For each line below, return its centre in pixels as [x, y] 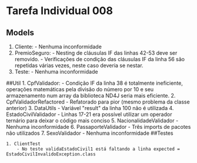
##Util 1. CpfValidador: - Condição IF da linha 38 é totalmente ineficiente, [95, 83]
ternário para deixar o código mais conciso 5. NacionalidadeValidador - [92, 121]
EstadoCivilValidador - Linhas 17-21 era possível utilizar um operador [89, 114]
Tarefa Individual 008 [60, 11]
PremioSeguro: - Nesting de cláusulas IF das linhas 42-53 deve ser [96, 53]
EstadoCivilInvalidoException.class [51, 154]
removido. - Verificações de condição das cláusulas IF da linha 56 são [100, 59]
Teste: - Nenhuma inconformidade [56, 71]
